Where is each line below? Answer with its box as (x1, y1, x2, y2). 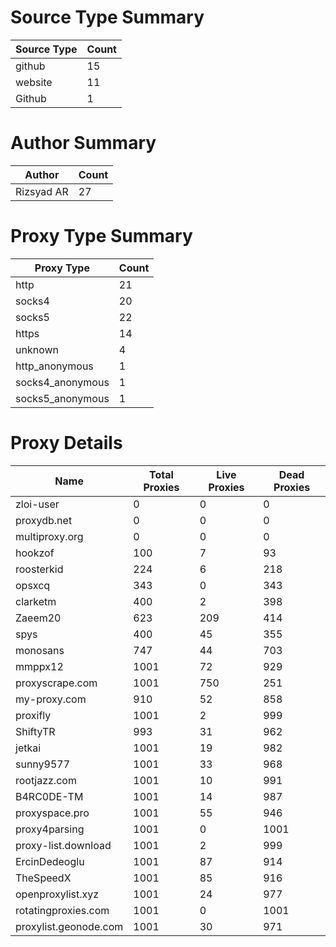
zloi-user (15, 497, 60, 511)
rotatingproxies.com (15, 903, 110, 917)
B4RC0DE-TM (15, 789, 84, 803)
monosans (15, 643, 65, 657)
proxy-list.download (15, 838, 112, 852)
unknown (15, 342, 59, 356)
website (15, 75, 53, 89)
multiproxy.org (15, 529, 84, 543)
